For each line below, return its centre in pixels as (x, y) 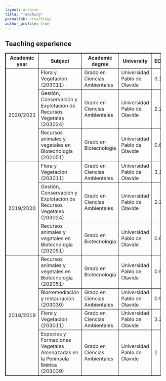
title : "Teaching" (24, 14)
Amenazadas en (60, 353)
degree (100, 64)
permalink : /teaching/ (28, 19)
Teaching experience (38, 43)
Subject (60, 61)
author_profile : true (27, 24)
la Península (55, 359)
